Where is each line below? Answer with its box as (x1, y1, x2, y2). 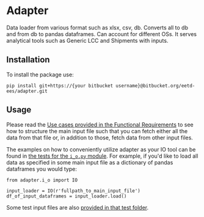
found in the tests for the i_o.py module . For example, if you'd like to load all (6, 152, 199, 160)
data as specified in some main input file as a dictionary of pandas (6, 158, 173, 166)
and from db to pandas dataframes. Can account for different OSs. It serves (6, 30, 197, 37)
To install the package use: (6, 71, 75, 78)
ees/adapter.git (6, 88, 48, 94)
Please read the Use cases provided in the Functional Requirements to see (6, 120, 194, 128)
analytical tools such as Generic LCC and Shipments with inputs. (6, 37, 169, 44)
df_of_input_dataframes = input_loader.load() (6, 193, 127, 199)
